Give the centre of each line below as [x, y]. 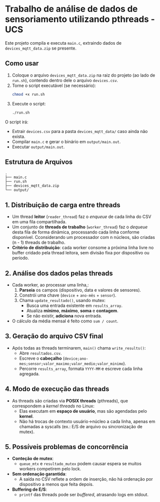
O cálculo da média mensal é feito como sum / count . [65, 321]
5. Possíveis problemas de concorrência [67, 447]
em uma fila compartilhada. [39, 222]
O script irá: [17, 122]
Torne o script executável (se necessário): [54, 85]
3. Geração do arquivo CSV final [54, 336]
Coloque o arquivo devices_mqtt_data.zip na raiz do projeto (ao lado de [84, 75]
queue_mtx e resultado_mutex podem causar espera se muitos [80, 464]
